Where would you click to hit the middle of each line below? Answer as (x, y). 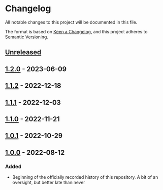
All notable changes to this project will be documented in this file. (71, 22)
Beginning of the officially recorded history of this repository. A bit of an (85, 177)
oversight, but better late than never (49, 182)
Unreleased (23, 52)
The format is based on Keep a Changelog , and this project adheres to (76, 31)
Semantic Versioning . (27, 37)
